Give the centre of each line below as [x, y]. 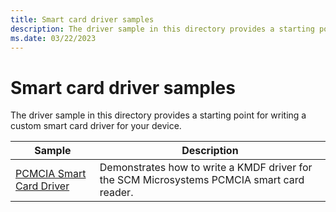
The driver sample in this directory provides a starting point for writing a [158, 115]
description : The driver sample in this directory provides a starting [162, 29]
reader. [116, 193]
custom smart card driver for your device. [96, 126]
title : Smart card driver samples [82, 19]
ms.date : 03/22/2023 [53, 38]
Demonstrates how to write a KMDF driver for [206, 168]
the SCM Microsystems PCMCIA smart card [202, 180]
